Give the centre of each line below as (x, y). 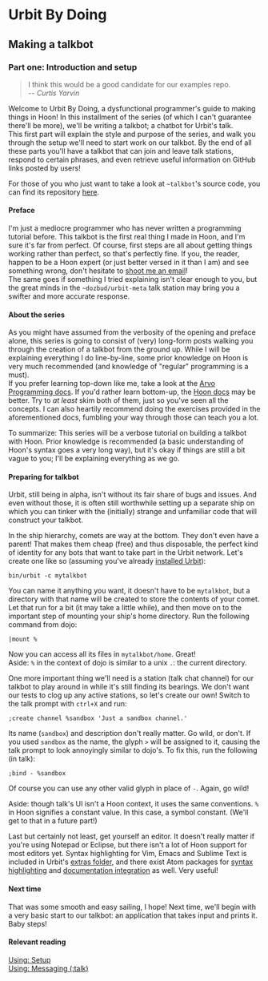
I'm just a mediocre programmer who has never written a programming (125, 228)
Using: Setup (30, 959)
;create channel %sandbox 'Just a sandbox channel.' (98, 718)
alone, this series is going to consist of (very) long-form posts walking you (131, 341)
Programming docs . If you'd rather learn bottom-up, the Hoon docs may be (132, 392)
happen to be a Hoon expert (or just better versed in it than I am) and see (129, 263)
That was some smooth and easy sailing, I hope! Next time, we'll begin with (132, 907)
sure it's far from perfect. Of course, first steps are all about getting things (130, 245)
